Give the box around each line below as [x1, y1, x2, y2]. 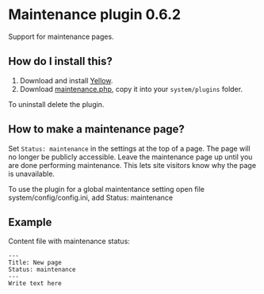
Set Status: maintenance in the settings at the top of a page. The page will [8, 143, 251, 153]
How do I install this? [8, 55, 113, 68]
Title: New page [8, 259, 62, 267]
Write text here [8, 280, 62, 288]
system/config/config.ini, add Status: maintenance [8, 193, 173, 202]
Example [8, 216, 52, 229]
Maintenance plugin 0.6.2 [8, 6, 181, 24]
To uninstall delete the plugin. [8, 99, 105, 109]
